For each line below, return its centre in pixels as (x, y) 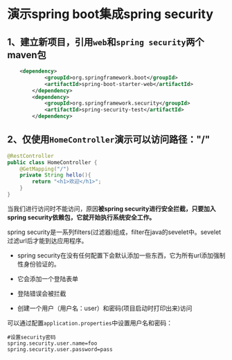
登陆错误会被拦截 (42, 293)
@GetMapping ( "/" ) (45, 169)
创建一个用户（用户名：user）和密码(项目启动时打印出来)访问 (105, 308)
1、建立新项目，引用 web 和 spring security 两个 (106, 42)
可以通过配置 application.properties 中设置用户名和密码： (90, 323)
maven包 (27, 55)
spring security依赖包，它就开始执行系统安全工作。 (81, 217)
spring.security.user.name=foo (52, 343)
